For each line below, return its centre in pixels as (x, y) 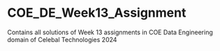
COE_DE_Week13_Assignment (97, 13)
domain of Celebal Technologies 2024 (62, 39)
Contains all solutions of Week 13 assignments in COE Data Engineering (110, 32)
